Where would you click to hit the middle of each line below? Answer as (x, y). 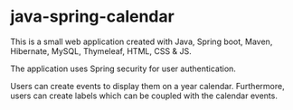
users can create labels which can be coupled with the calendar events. (144, 96)
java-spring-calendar (92, 17)
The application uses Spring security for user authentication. (123, 69)
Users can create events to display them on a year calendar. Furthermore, (147, 86)
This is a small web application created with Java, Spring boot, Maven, (142, 41)
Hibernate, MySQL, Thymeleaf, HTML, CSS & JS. (101, 50)
